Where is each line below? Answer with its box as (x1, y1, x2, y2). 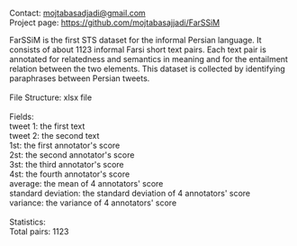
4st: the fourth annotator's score (9, 169, 130, 179)
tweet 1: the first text (9, 121, 85, 132)
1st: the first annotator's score (9, 140, 121, 150)
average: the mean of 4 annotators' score (9, 178, 164, 188)
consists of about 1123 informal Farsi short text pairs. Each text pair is (9, 44, 267, 55)
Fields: (9, 112, 34, 122)
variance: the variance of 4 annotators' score (9, 197, 177, 208)
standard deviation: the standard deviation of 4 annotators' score (9, 188, 251, 198)
